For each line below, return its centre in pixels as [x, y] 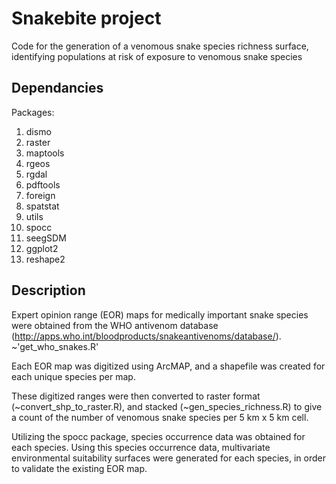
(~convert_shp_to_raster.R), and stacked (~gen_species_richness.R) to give [167, 406]
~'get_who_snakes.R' [55, 346]
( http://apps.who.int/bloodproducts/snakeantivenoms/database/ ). [146, 336]
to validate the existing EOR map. [79, 468]
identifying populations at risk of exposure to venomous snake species [157, 56]
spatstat [42, 206]
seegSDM [46, 238]
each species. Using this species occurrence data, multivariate [141, 447]
